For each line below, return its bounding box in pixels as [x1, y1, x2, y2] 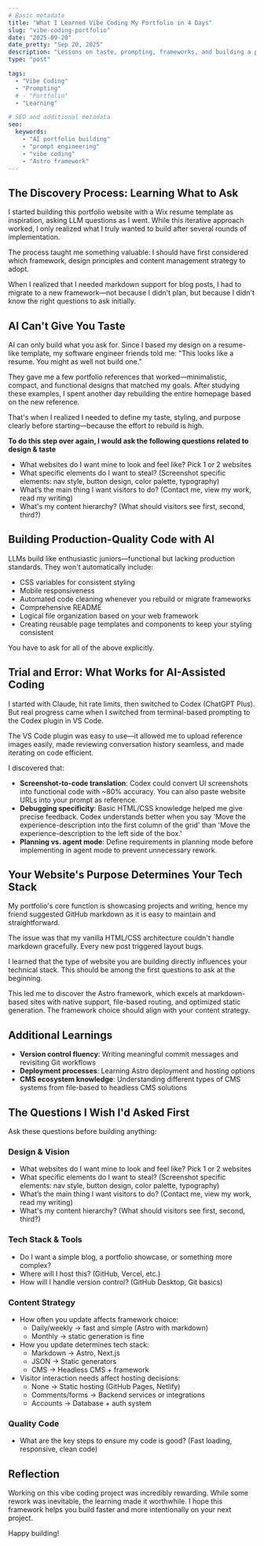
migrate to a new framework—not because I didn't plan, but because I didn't [8, 288, 255, 298]
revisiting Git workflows [19, 1057, 97, 1068]
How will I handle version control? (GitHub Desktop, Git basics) [19, 1277, 223, 1287]
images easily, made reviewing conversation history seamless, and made [8, 739, 244, 749]
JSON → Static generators [31, 1356, 117, 1366]
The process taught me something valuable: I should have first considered [8, 247, 249, 257]
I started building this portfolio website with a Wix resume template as [8, 207, 234, 217]
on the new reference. [8, 397, 80, 407]
